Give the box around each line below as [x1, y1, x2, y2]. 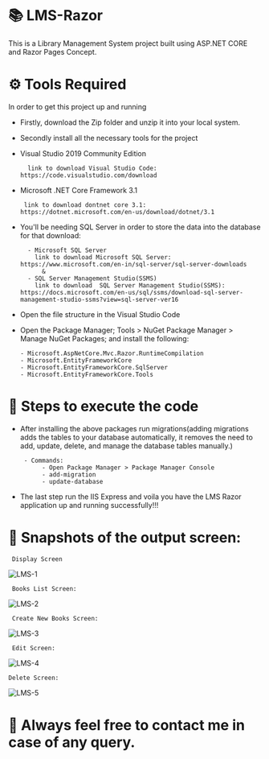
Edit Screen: [11, 644, 56, 652]
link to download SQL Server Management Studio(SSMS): [35, 281, 226, 290]
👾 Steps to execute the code [8, 398, 199, 415]
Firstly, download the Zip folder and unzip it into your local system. [19, 118, 241, 127]
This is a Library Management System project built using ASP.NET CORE [8, 38, 248, 48]
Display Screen [11, 555, 63, 563]
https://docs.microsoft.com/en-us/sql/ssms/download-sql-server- [19, 288, 243, 296]
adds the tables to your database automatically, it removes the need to [19, 432, 253, 442]
